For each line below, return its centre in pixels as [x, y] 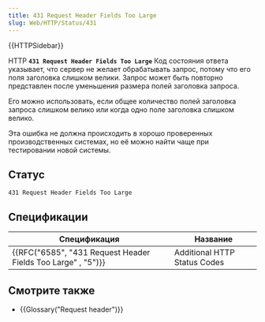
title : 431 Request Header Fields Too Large [82, 15]
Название [214, 239]
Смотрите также [52, 290]
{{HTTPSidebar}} [36, 45]
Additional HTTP [204, 253]
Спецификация [89, 239]
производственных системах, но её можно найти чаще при [108, 141]
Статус [26, 174]
